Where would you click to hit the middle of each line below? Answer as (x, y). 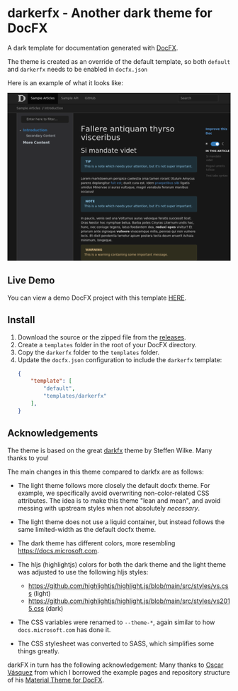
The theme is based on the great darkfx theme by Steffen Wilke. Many (110, 450)
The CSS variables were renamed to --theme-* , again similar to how (116, 622)
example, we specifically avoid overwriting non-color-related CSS (113, 493)
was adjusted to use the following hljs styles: (83, 572)
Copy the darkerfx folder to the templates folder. (89, 352)
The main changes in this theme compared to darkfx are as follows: (106, 472)
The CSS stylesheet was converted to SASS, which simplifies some (116, 643)
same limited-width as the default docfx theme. (87, 529)
